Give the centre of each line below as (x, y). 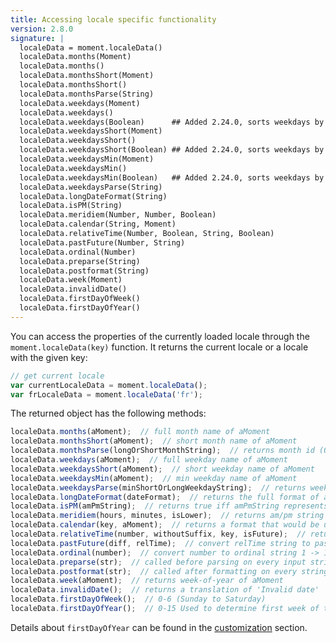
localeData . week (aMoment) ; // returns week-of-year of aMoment (147, 581)
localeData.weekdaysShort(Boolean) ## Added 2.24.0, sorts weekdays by (172, 150)
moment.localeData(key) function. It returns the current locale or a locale (159, 347)
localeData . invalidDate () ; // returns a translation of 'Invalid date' (165, 590)
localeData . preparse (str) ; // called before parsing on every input (158, 562)
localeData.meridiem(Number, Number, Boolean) (118, 215)
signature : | (37, 38)
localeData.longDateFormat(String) (93, 196)
